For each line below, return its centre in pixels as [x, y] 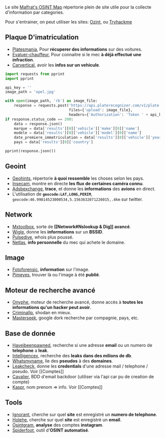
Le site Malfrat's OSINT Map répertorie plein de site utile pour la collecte [78, 7]
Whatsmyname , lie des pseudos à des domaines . [62, 361]
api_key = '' [18, 87]
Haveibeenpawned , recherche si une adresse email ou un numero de [82, 345]
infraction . [23, 60]
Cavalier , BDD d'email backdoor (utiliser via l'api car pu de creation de [83, 377]
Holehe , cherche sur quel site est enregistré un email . [67, 420]
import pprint [20, 78]
